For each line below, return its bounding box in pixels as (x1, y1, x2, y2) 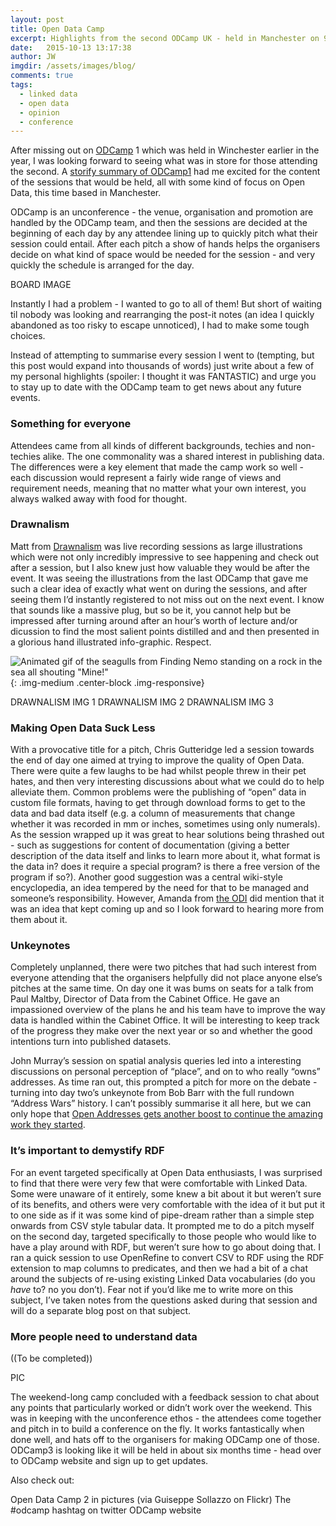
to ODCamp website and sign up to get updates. (10, 1455, 209, 1467)
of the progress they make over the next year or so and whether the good (10, 1025, 313, 1037)
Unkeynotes (10, 939, 71, 953)
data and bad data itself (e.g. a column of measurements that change (10, 807, 296, 820)
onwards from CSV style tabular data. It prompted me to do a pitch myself (10, 1219, 315, 1231)
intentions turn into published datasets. (10, 1036, 172, 1048)
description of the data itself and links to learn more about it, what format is (10, 850, 321, 862)
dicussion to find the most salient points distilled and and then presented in (10, 625, 320, 637)
